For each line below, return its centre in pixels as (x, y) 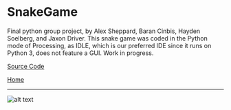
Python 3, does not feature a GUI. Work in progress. (80, 53)
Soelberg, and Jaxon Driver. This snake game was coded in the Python (107, 38)
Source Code (26, 66)
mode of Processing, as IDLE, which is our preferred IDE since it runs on (109, 45)
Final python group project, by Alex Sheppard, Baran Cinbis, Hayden (104, 31)
